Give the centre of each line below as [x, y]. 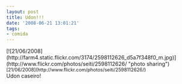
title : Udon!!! [25, 17]
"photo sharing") [149, 64]
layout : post [23, 12]
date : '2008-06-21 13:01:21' [43, 23]
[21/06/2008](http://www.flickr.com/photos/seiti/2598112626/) [76, 70]
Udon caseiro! [24, 76]
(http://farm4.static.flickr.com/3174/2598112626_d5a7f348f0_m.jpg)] [91, 58]
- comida [17, 34]
